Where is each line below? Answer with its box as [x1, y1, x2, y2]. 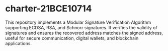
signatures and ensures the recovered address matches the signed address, [5, 30, 163, 36]
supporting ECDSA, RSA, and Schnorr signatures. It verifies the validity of [5, 24, 157, 30]
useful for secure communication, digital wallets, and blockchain [5, 35, 139, 41]
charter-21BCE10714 [5, 3, 92, 14]
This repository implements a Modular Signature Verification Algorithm [5, 19, 151, 25]
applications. [5, 40, 32, 46]
